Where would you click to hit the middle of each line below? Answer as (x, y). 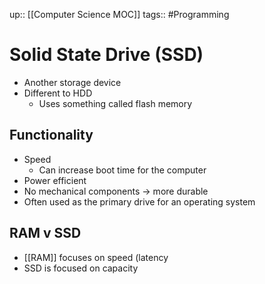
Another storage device (72, 82)
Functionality (51, 135)
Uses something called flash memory (115, 103)
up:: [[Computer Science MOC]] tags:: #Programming (119, 14)
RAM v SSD (45, 233)
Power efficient (55, 180)
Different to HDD (58, 93)
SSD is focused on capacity (81, 268)
